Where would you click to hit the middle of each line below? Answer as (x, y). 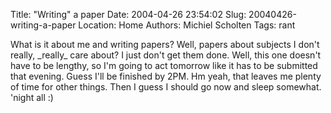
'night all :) (32, 97)
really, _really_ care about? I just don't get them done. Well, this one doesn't (166, 55)
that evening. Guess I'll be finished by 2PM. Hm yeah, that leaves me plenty (166, 76)
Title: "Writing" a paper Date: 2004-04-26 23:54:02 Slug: (128, 14)
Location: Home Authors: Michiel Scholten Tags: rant (187, 25)
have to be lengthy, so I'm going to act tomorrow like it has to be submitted (164, 65)
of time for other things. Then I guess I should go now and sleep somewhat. (166, 87)
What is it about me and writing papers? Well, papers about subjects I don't (165, 44)
